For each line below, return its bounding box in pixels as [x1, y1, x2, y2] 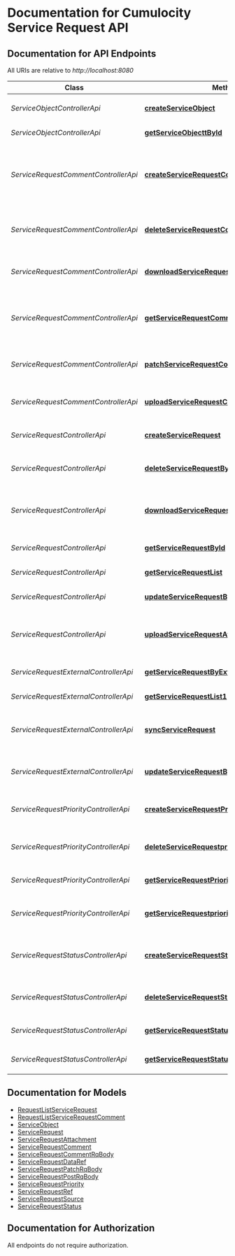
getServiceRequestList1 [144, 692, 227, 701]
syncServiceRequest [144, 725, 215, 734]
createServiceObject [144, 104, 215, 113]
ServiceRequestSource [17, 1194, 84, 1203]
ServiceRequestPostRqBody [17, 1172, 99, 1180]
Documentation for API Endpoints [7, 48, 157, 59]
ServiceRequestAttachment [17, 1135, 97, 1143]
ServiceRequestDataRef [17, 1157, 87, 1166]
